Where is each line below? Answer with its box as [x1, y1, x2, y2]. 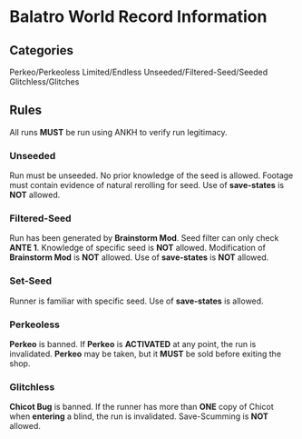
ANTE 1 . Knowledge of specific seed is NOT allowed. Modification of [9, 243, 266, 254]
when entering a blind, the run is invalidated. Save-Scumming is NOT [9, 411, 269, 422]
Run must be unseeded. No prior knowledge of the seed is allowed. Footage [9, 170, 294, 181]
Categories [9, 43, 74, 58]
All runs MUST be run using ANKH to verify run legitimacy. [9, 126, 229, 137]
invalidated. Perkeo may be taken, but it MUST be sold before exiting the [9, 348, 282, 359]
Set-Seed [9, 274, 53, 287]
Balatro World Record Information [9, 6, 268, 27]
